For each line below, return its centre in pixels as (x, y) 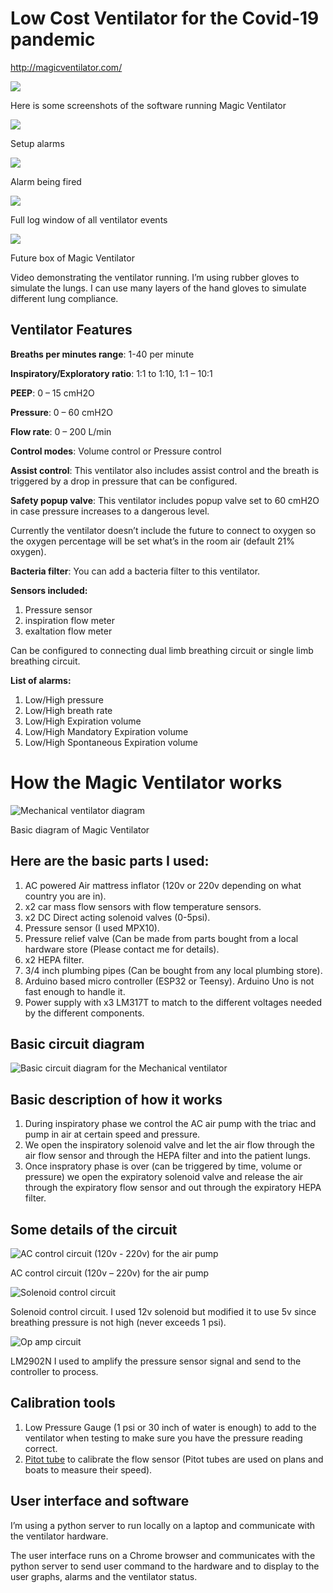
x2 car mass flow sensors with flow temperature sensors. (143, 906)
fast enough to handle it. (75, 991)
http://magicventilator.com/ (66, 67)
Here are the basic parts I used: (110, 861)
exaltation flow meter (68, 631)
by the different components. (84, 1013)
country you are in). (65, 896)
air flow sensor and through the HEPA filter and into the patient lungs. (167, 1156)
